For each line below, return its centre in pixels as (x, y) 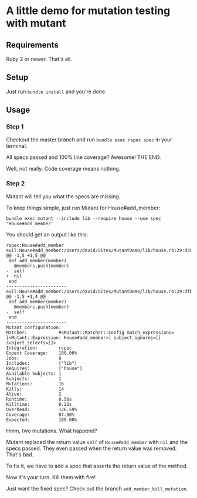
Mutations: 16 (35, 384)
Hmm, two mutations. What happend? (52, 431)
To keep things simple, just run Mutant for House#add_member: (83, 208)
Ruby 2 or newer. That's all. (39, 59)
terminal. (17, 145)
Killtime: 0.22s (39, 404)
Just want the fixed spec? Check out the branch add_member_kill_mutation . (97, 489)
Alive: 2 (34, 394)
